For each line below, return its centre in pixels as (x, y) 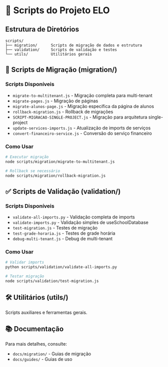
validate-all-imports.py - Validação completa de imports (74, 217)
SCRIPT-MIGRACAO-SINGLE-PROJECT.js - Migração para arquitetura (80, 117)
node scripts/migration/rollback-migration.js (55, 176)
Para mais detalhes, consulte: (36, 344)
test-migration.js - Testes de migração (55, 228)
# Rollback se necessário (33, 171)
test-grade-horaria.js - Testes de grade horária (64, 233)
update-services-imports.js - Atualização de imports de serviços (82, 128)
